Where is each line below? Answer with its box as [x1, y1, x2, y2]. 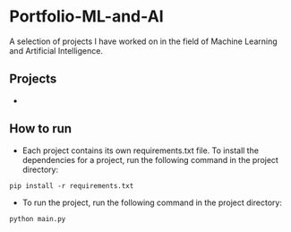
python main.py [9, 214, 66, 223]
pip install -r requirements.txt [9, 181, 134, 190]
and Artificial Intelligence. [9, 45, 103, 56]
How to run [9, 121, 73, 136]
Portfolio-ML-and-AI [9, 6, 164, 27]
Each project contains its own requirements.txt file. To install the [21, 145, 260, 156]
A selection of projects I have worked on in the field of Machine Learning [9, 36, 278, 47]
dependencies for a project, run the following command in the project [21, 154, 279, 165]
